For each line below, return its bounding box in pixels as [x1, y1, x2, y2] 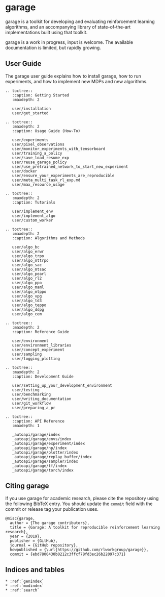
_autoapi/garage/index [12, 432, 60, 437]
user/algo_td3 [12, 298, 42, 303]
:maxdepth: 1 [12, 423, 40, 428]
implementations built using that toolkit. [5, 29, 88, 35]
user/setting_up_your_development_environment [12, 383, 113, 388]
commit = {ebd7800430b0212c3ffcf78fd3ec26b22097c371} [10, 552, 126, 557]
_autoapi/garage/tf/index [12, 463, 67, 468]
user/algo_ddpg [12, 307, 44, 312]
